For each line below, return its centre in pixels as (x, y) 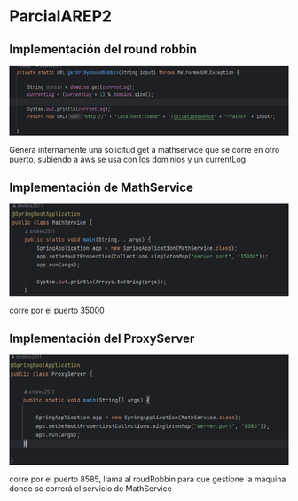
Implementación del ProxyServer (102, 338)
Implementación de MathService (101, 187)
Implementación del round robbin (103, 49)
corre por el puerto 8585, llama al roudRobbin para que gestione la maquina (148, 479)
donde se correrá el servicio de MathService (91, 489)
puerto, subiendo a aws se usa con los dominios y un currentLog (128, 159)
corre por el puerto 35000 (57, 310)
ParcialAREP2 (61, 16)
